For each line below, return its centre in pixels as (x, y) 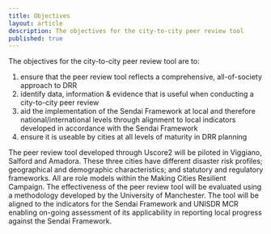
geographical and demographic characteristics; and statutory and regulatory (136, 169)
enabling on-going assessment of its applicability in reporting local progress (135, 213)
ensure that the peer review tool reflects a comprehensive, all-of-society (141, 77)
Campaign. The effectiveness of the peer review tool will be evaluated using (135, 187)
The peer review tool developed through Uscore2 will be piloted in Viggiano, (135, 153)
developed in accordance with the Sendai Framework (109, 128)
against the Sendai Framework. (60, 221)
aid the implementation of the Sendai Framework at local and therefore (138, 111)
